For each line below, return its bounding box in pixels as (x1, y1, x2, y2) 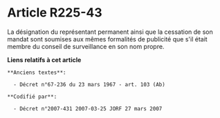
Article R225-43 (7, 5, 102, 21)
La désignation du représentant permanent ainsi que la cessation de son (7, 28, 213, 36)
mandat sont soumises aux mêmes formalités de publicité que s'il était (7, 35, 208, 43)
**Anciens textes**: (7, 69, 67, 76)
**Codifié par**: (7, 93, 57, 100)
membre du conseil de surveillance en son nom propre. (7, 42, 165, 50)
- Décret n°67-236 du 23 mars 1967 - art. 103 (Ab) (13, 81, 166, 88)
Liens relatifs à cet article (7, 55, 82, 63)
